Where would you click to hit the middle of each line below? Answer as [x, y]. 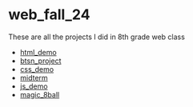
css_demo [37, 69]
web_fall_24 [49, 15]
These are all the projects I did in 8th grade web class [97, 37]
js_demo [34, 86]
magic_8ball [40, 94]
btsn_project [40, 61]
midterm [34, 77]
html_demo [38, 52]
